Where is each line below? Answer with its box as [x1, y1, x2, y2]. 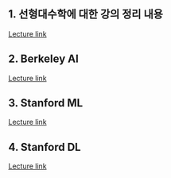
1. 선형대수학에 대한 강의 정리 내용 [8, 7, 163, 21]
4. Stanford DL [8, 140, 81, 153]
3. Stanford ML [8, 96, 84, 110]
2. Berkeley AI [8, 52, 80, 66]
